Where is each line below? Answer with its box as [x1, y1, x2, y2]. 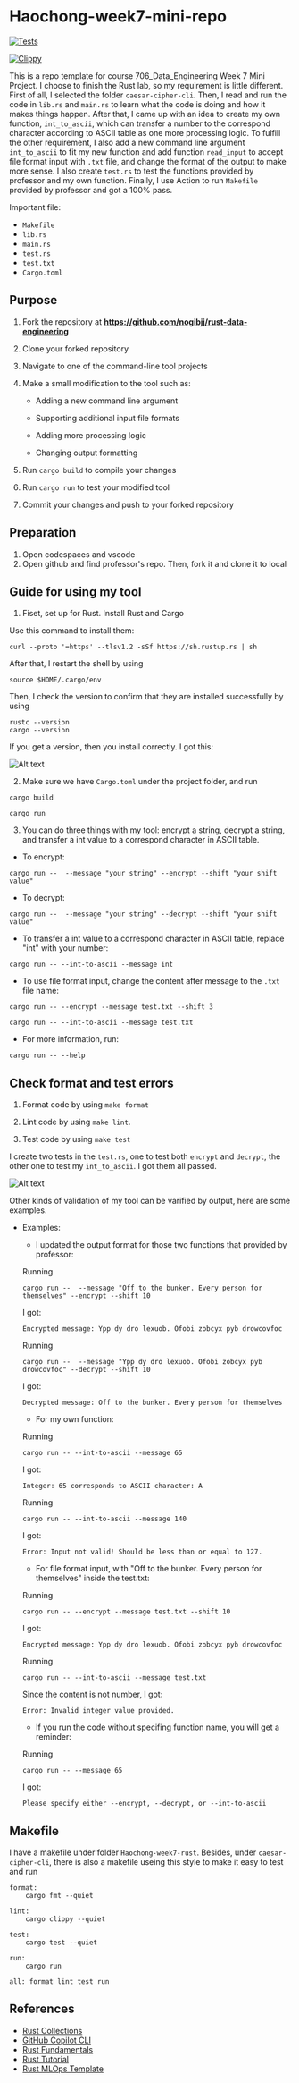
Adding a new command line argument [35, 395, 179, 406]
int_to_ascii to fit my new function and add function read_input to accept [9, 146, 284, 157]
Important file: [9, 201, 61, 212]
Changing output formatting [35, 447, 138, 458]
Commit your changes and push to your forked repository [21, 499, 235, 510]
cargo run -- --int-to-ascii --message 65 [21, 1449, 183, 1458]
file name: [21, 986, 60, 996]
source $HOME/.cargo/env [9, 675, 102, 685]
